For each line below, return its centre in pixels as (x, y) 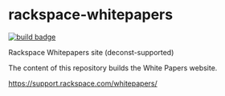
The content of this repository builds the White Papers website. (113, 68)
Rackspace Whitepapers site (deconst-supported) (91, 52)
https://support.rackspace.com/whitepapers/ (83, 83)
